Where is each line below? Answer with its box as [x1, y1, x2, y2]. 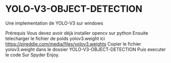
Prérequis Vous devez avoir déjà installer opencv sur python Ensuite [5, 30, 149, 36]
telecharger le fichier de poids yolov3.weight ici [5, 35, 105, 41]
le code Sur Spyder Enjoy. [5, 52, 60, 58]
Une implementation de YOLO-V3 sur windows [5, 20, 104, 26]
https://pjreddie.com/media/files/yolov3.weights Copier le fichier [5, 40, 141, 47]
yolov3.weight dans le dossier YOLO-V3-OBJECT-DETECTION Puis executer [5, 46, 166, 52]
